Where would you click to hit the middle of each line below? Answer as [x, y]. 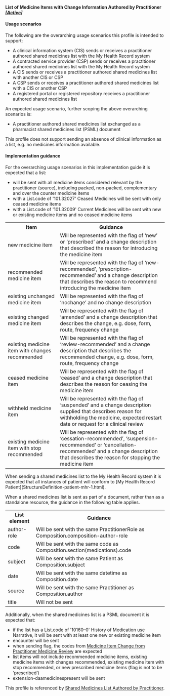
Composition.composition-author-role [82, 536]
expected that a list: [26, 173]
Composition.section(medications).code [83, 550]
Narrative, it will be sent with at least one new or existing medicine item [87, 635]
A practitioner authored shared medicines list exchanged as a [76, 124]
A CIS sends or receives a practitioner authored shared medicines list [85, 72]
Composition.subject [60, 565]
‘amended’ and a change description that [109, 317]
